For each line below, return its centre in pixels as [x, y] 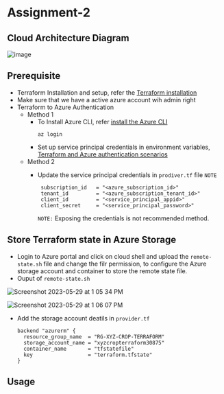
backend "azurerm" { [46, 331]
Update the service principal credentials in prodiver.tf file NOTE [127, 175]
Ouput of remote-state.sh [53, 278]
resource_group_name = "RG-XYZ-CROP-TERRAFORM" [94, 337]
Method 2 [41, 161]
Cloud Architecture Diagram [68, 38]
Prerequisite [34, 76]
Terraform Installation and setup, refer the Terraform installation [107, 92]
